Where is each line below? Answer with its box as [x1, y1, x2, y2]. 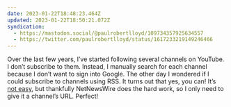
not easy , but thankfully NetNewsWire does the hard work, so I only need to [7, 85, 224, 93]
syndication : [7, 23, 45, 30]
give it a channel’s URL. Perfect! [7, 92, 99, 101]
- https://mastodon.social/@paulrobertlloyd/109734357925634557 [13, 29, 204, 37]
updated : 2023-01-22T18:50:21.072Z [7, 17, 111, 24]
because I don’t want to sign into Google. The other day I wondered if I [7, 70, 210, 79]
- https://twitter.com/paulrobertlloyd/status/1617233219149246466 [13, 36, 214, 43]
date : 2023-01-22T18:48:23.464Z [7, 10, 101, 17]
